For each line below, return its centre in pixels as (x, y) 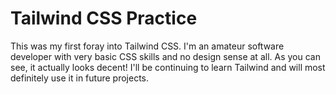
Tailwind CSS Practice (104, 18)
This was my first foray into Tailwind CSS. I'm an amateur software (147, 46)
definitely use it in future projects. (79, 78)
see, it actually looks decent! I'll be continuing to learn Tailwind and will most (168, 67)
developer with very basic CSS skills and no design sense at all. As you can (165, 56)
